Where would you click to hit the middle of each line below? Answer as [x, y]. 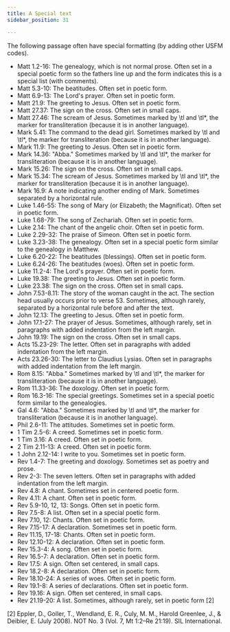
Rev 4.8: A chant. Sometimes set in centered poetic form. [98, 490]
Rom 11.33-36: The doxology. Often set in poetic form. [93, 388]
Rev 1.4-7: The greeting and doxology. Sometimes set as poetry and [113, 461]
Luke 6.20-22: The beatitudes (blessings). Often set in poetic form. [112, 256]
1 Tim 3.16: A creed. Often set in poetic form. [80, 439]
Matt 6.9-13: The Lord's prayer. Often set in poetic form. [96, 95]
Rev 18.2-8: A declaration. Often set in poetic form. [89, 571]
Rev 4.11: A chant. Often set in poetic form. [77, 498]
